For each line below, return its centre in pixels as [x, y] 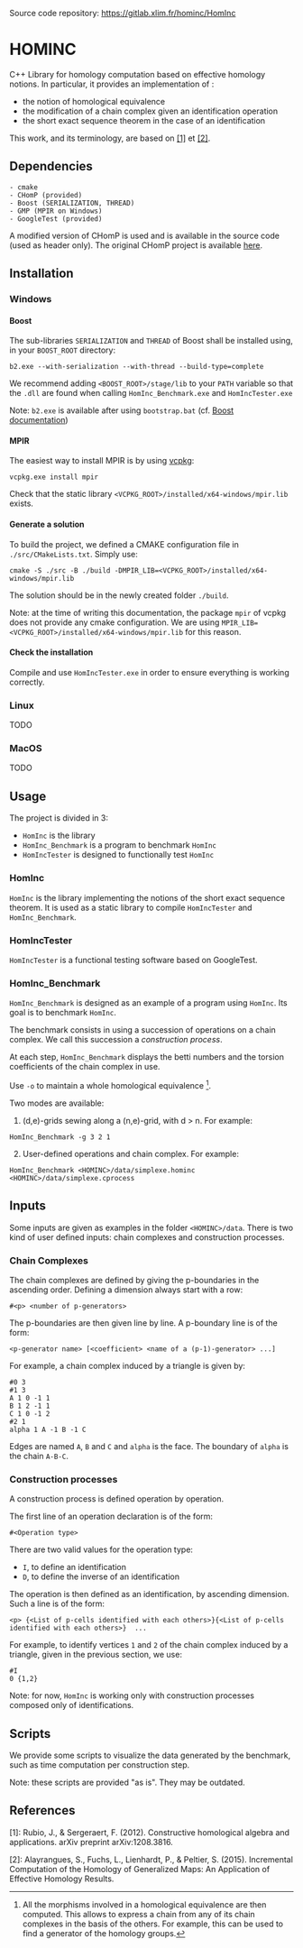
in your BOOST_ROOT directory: [62, 350]
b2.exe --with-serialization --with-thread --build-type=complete [137, 367]
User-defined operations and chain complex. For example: [130, 1153]
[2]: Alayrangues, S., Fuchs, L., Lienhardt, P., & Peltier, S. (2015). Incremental [151, 1859]
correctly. [27, 682]
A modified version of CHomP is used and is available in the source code [144, 235]
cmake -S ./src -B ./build [60, 570]
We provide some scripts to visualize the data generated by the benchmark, [150, 1755]
